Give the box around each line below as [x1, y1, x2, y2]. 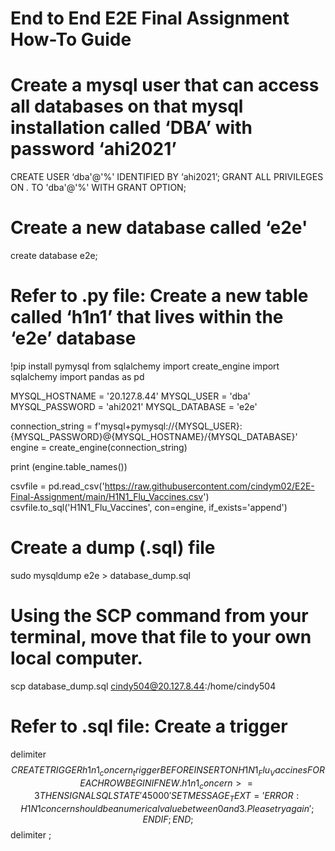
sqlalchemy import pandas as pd [10, 371, 145, 382]
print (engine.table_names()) [10, 461, 128, 472]
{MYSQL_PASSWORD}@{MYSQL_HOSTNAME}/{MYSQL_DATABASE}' [10, 431, 298, 442]
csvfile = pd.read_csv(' [10, 480, 105, 492]
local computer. [10, 647, 143, 670]
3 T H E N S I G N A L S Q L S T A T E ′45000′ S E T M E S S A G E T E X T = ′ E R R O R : [34, 790, 300, 804]
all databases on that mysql [10, 95, 244, 118]
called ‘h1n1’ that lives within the [10, 306, 284, 329]
